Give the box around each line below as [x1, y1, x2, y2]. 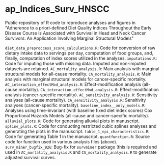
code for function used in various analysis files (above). [5, 138, 118, 144]
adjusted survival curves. [5, 154, 56, 160]
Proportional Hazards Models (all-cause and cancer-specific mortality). [5, 112, 150, 118]
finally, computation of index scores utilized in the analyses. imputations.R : [5, 55, 157, 61]
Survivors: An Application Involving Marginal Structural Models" [5, 35, 134, 41]
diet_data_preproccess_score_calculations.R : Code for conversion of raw [5, 45, 156, 51]
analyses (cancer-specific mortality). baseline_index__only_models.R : [5, 102, 146, 108]
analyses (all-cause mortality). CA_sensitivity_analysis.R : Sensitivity [5, 97, 146, 103]
